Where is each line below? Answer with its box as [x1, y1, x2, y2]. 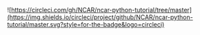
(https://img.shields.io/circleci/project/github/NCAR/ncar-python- [7, 13, 193, 21]
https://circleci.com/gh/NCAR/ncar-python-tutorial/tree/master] [11, 6, 192, 14]
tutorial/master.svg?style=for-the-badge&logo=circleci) [7, 21, 165, 28]
